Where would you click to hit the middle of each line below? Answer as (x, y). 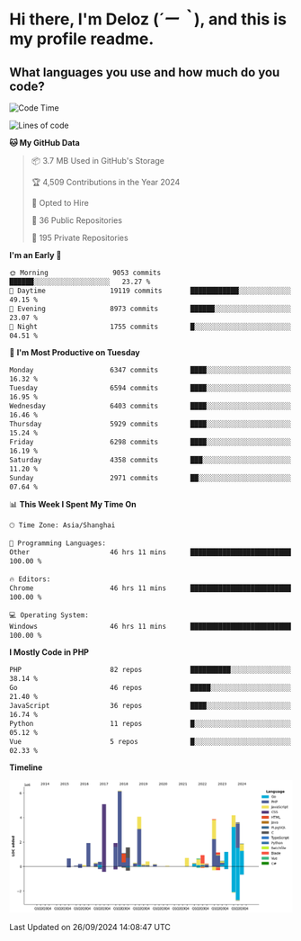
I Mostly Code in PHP (49, 652)
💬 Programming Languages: (58, 543)
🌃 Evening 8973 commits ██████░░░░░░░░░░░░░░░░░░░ (150, 309)
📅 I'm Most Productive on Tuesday (75, 352)
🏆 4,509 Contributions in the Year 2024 (106, 182)
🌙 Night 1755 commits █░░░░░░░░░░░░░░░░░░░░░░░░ (150, 327)
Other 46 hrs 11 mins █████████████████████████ (150, 552)
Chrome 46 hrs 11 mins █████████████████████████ (150, 588)
